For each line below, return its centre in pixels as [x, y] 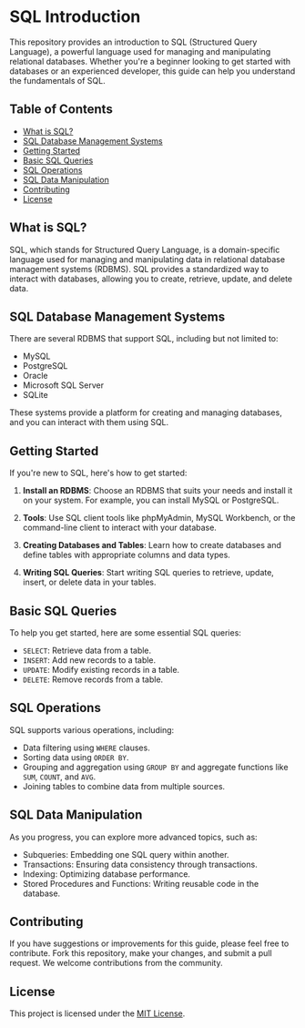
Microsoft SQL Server [63, 385]
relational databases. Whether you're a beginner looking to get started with [150, 61]
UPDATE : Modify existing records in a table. [101, 670]
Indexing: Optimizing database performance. [107, 874]
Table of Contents [61, 110]
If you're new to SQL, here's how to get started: [98, 473]
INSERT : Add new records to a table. [89, 660]
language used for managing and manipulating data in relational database [147, 259]
